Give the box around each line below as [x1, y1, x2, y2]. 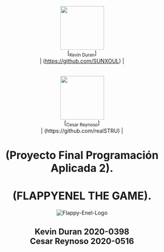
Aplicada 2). [50, 161, 114, 175]
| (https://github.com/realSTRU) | [40, 127, 124, 134]
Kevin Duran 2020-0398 [34, 226, 130, 237]
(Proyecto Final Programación [5, 148, 159, 162]
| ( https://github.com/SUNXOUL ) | [39, 57, 125, 64]
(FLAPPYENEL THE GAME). [12, 189, 152, 203]
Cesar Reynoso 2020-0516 [30, 236, 134, 247]
